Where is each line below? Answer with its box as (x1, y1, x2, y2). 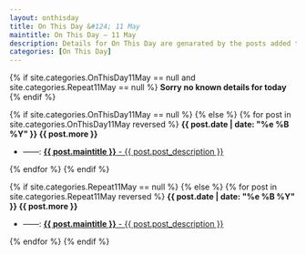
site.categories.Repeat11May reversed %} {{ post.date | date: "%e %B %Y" (9, 191, 296, 202)
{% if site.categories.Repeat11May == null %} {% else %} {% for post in (9, 181, 278, 192)
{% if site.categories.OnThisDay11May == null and (9, 72, 196, 83)
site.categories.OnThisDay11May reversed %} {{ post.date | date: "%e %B (9, 119, 290, 130)
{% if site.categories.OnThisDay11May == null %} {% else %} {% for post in (9, 109, 291, 120)
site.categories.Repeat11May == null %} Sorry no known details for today (9, 82, 287, 93)
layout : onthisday (9, 13, 79, 23)
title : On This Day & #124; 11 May (9, 22, 141, 31)
